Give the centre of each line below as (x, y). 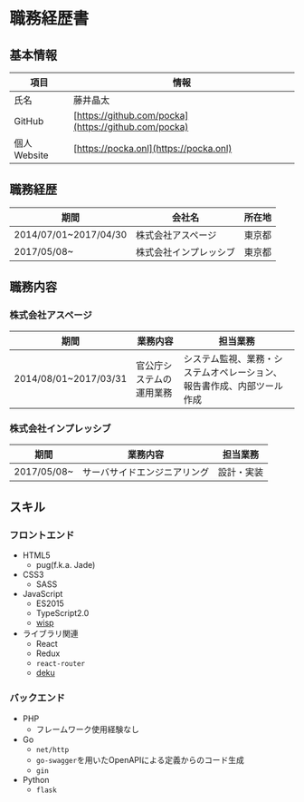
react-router (61, 664)
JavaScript (43, 594)
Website (31, 155)
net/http (52, 749)
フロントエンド (42, 535)
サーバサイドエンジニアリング (146, 472)
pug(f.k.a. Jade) (66, 565)
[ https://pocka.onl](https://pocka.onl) (153, 148)
